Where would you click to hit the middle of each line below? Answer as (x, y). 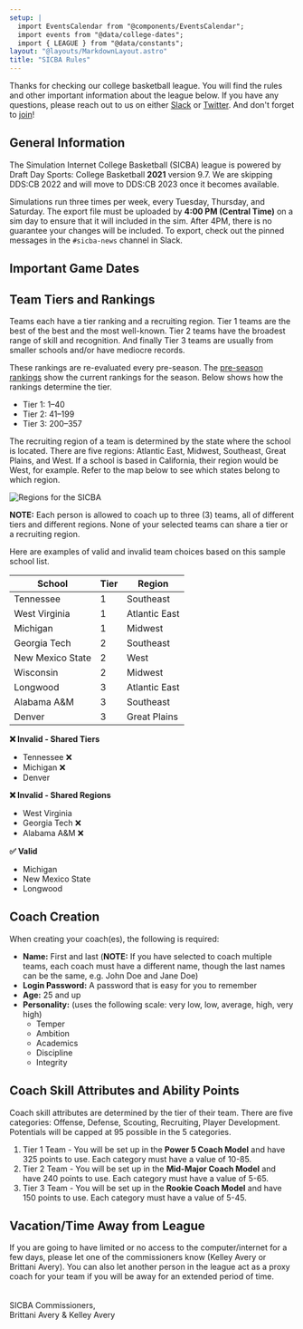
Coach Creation (55, 917)
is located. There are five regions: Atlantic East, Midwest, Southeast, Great (148, 451)
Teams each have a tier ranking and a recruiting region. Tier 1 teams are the (150, 322)
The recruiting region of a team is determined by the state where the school (150, 441)
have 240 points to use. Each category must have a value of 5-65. (146, 1178)
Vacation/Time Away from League (107, 1226)
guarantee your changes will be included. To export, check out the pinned (147, 230)
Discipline (54, 1053)
